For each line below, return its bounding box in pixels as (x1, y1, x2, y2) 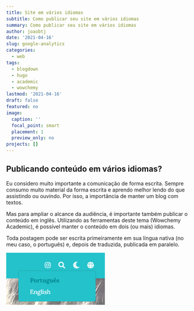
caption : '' (11, 116, 42, 122)
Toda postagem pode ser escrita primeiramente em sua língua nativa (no (6, 234, 184, 241)
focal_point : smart (11, 122, 60, 128)
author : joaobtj (6, 29, 46, 34)
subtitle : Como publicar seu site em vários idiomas (6, 15, 139, 22)
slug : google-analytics (6, 41, 65, 47)
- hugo (11, 72, 28, 78)
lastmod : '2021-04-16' (6, 91, 62, 98)
